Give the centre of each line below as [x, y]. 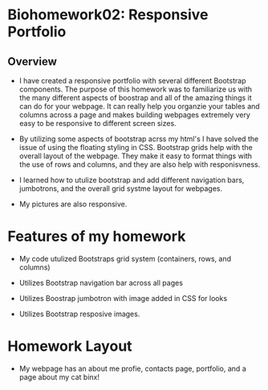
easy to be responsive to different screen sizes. [98, 123]
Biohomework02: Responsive [108, 15]
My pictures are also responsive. [73, 204]
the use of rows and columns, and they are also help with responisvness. [140, 165]
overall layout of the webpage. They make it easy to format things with [136, 156]
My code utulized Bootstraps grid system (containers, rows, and [125, 258]
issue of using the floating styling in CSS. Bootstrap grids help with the [136, 147]
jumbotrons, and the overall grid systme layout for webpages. [121, 189]
